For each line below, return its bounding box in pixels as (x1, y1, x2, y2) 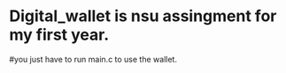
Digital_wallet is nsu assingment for (9, 6, 277, 26)
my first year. (9, 25, 110, 45)
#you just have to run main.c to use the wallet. (9, 54, 177, 64)
